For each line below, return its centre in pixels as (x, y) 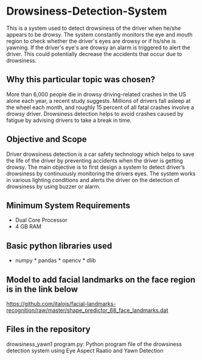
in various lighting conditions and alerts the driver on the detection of (93, 180)
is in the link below (42, 289)
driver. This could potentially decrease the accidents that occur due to (94, 54)
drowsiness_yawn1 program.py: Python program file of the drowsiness (94, 344)
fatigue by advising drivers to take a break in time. (69, 120)
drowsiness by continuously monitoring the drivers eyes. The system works (101, 173)
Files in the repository (48, 329)
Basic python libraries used (59, 246)
